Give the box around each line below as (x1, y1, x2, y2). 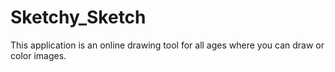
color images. (10, 49, 67, 61)
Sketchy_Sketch (10, 6, 147, 29)
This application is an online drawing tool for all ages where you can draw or (10, 39, 325, 51)
